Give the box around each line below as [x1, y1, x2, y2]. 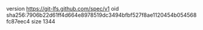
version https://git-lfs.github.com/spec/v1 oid [6, 5, 119, 12]
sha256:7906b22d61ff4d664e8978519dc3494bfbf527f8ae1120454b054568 [6, 11, 197, 19]
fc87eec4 [6, 18, 30, 25]
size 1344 [31, 18, 56, 25]
